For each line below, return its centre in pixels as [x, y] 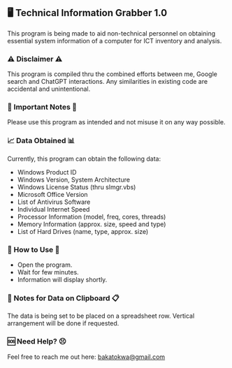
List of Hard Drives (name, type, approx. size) [83, 231]
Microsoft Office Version [53, 194]
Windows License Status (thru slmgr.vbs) [77, 187]
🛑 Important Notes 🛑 [42, 107]
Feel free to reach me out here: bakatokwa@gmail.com [86, 357]
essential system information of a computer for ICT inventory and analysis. [115, 41]
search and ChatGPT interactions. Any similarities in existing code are [108, 82]
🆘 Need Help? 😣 [37, 341]
